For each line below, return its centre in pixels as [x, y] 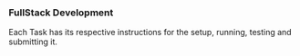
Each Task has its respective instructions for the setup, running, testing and [150, 33]
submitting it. [33, 42]
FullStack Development [61, 13]
